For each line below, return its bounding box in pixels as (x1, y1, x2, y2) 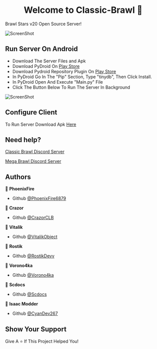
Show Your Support (5, 325, 67, 333)
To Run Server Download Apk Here (5, 121, 77, 127)
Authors (5, 173, 31, 181)
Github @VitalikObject (12, 234, 58, 240)
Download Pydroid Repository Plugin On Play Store (12, 68, 116, 74)
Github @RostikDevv (12, 253, 54, 259)
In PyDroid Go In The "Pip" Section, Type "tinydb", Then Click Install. (12, 74, 152, 80)
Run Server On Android (5, 45, 78, 53)
